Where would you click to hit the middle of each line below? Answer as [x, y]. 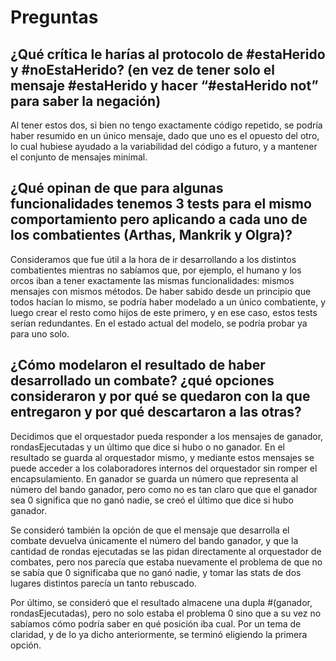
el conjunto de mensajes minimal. [79, 157]
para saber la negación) [86, 101]
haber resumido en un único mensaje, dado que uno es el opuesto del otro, [165, 135]
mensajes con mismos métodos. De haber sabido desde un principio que [161, 291]
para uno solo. [40, 333]
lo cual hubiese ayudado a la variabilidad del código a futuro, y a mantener [164, 146]
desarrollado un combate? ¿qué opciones [142, 381]
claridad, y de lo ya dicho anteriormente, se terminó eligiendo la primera [159, 634]
